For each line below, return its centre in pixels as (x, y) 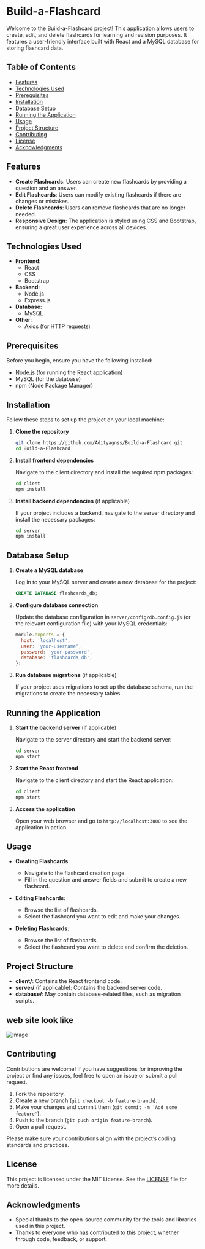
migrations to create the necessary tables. (69, 694)
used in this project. (40, 1226)
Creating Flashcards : (43, 861)
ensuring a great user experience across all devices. (81, 227)
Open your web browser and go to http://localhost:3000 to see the (101, 821)
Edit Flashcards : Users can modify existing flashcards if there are (98, 194)
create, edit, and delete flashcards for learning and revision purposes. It (97, 34)
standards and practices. (38, 1145)
